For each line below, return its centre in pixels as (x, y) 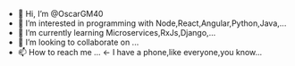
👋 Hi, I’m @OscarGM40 (60, 14)
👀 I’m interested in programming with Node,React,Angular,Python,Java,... (152, 23)
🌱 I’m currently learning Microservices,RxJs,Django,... (117, 33)
